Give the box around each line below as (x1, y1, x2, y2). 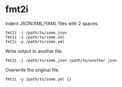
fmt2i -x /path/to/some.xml (5, 35, 65, 40)
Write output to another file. (5, 48, 63, 54)
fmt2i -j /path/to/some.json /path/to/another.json (5, 57, 117, 63)
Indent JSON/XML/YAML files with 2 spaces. (5, 20, 99, 26)
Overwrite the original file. (5, 67, 60, 73)
